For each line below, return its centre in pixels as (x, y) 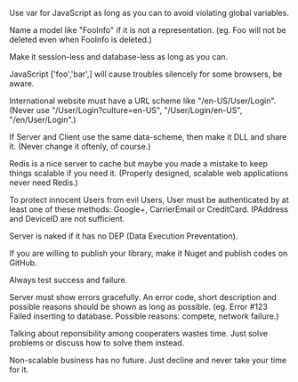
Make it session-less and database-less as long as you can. (119, 57)
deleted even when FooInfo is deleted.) (81, 40)
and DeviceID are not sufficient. (67, 219)
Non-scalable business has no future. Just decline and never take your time (148, 360)
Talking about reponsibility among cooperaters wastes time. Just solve (139, 333)
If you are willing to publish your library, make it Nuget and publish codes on (149, 253)
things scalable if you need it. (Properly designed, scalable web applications (149, 173)
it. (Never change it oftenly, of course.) (80, 146)
